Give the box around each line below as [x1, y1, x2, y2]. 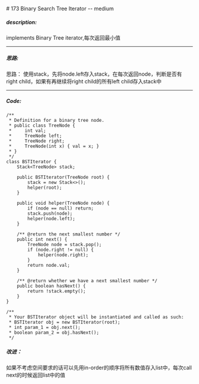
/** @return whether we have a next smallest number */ [17, 277, 158, 283]
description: [6, 18, 37, 25]
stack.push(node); [27, 210, 73, 217]
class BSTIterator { [6, 159, 57, 164]
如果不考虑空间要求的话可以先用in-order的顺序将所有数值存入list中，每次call [6, 364, 192, 371]
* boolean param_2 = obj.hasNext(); [8, 330, 99, 335]
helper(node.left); [27, 215, 76, 221]
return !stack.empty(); [27, 288, 86, 294]
